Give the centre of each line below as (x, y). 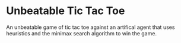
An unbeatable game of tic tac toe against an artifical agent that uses (90, 27)
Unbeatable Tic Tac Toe (66, 11)
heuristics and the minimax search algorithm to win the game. (82, 33)
